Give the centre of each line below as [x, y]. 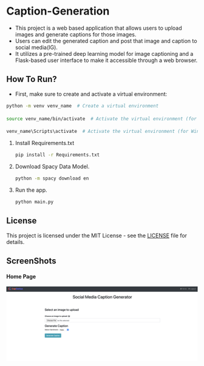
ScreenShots [31, 261]
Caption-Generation [58, 11]
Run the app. [31, 190]
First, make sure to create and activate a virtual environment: [91, 94]
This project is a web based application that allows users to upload [98, 28]
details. [15, 242]
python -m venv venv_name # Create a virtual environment [83, 106]
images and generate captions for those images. [76, 34]
